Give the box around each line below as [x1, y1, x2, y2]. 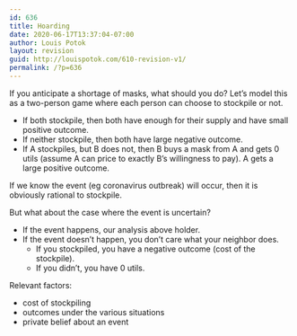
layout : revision [9, 47, 74, 56]
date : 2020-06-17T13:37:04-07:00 [9, 30, 135, 39]
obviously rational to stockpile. [9, 190, 123, 200]
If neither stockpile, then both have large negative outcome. [22, 134, 244, 145]
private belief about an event [22, 316, 129, 327]
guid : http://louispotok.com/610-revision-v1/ [9, 55, 187, 64]
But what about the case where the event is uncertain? [9, 207, 211, 217]
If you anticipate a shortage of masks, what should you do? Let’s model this [9, 87, 288, 99]
